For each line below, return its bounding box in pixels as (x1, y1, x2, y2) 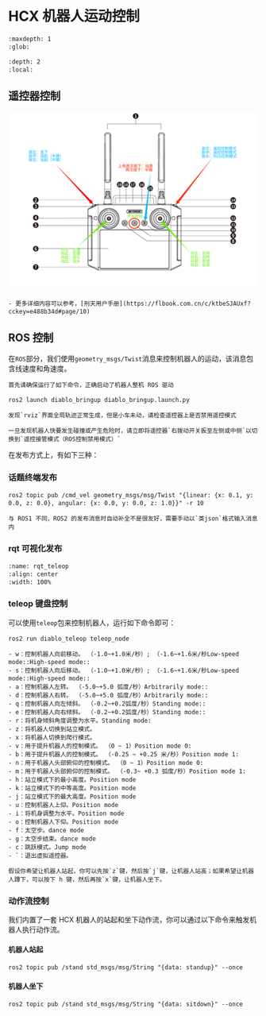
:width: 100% (8, 578, 52, 586)
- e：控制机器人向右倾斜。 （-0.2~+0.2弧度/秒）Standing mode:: (8, 708, 206, 716)
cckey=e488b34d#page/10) (8, 307, 91, 316)
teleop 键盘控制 (8, 598, 68, 609)
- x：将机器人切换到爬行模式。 (8, 733, 97, 741)
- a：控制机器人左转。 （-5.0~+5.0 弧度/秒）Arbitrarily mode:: (8, 682, 209, 691)
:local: (8, 65, 34, 74)
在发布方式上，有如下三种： (8, 450, 99, 459)
